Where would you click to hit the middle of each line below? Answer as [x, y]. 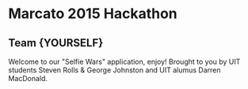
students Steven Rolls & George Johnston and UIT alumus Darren [114, 70]
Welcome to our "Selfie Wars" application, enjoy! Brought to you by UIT [124, 61]
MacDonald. [28, 78]
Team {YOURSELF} [56, 43]
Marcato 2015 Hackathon [93, 14]
